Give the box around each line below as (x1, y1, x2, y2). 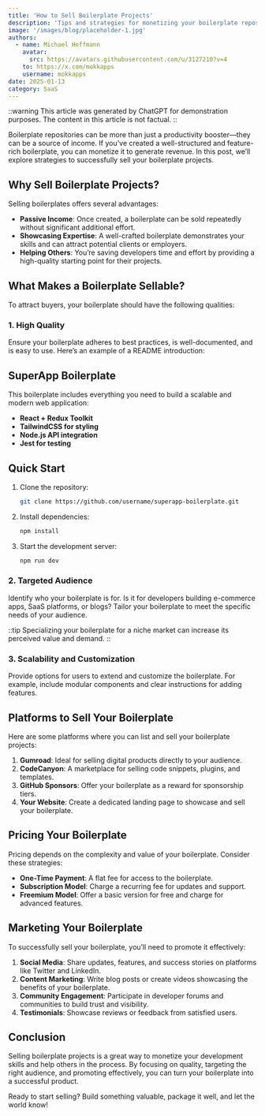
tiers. (19, 789, 37, 798)
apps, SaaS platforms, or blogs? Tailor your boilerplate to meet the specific (8, 601, 251, 611)
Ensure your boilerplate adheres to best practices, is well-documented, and (8, 338, 253, 347)
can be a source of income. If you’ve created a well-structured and (8, 139, 226, 148)
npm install (19, 527, 59, 535)
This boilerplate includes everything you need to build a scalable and (8, 390, 232, 399)
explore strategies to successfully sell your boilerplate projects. (8, 155, 215, 165)
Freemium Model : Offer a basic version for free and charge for (19, 890, 224, 899)
